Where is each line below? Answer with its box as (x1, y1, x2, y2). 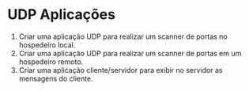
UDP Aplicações (7, 6, 116, 24)
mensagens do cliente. (18, 74, 93, 83)
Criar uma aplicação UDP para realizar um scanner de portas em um (18, 48, 242, 58)
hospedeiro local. (18, 40, 76, 49)
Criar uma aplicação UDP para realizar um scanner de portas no (18, 32, 228, 41)
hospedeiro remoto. (18, 57, 84, 66)
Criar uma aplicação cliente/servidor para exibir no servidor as (18, 65, 223, 74)
